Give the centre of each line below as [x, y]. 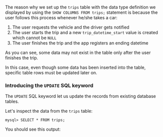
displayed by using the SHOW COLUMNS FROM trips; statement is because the [81, 12]
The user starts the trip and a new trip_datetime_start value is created [85, 32]
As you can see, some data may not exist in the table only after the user [78, 52]
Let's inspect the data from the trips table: [49, 111]
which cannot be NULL [34, 38]
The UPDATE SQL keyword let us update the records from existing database [81, 96]
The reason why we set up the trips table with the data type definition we [81, 7]
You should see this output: [33, 129]
